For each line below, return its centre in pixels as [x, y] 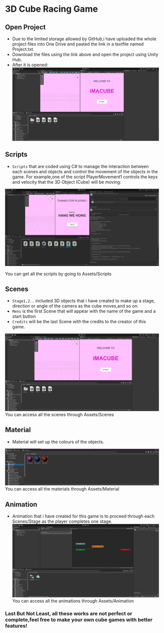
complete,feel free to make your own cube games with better [79, 620]
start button [24, 316]
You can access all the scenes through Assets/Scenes [60, 414]
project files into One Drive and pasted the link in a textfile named [78, 44]
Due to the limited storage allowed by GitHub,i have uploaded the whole [84, 39]
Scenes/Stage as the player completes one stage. [62, 521]
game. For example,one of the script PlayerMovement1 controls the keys [85, 177]
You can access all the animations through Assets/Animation [73, 601]
